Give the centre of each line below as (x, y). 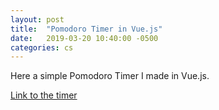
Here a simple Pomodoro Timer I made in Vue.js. (110, 76)
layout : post (37, 19)
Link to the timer (44, 95)
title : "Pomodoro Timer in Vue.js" (86, 29)
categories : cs (42, 47)
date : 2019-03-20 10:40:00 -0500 (84, 38)
